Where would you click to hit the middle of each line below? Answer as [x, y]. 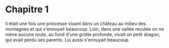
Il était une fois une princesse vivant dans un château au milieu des [76, 23]
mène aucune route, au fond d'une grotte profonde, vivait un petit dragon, [83, 34]
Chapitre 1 [27, 9]
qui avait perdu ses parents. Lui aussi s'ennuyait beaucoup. [67, 40]
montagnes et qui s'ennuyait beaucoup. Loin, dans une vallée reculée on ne [85, 29]
